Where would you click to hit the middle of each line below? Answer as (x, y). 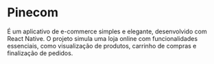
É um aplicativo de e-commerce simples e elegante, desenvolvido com (107, 31)
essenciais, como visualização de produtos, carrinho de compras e (102, 46)
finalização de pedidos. (40, 53)
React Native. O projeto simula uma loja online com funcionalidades (102, 38)
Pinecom (33, 13)
